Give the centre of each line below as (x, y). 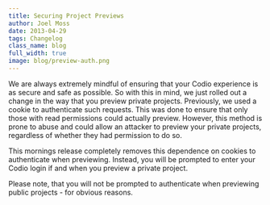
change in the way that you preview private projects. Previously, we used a (133, 101)
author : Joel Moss (39, 23)
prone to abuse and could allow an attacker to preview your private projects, (135, 127)
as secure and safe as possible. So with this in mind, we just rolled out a (128, 92)
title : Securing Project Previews (66, 16)
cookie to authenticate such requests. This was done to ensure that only (128, 109)
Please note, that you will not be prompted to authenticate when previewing (134, 183)
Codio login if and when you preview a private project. (98, 168)
